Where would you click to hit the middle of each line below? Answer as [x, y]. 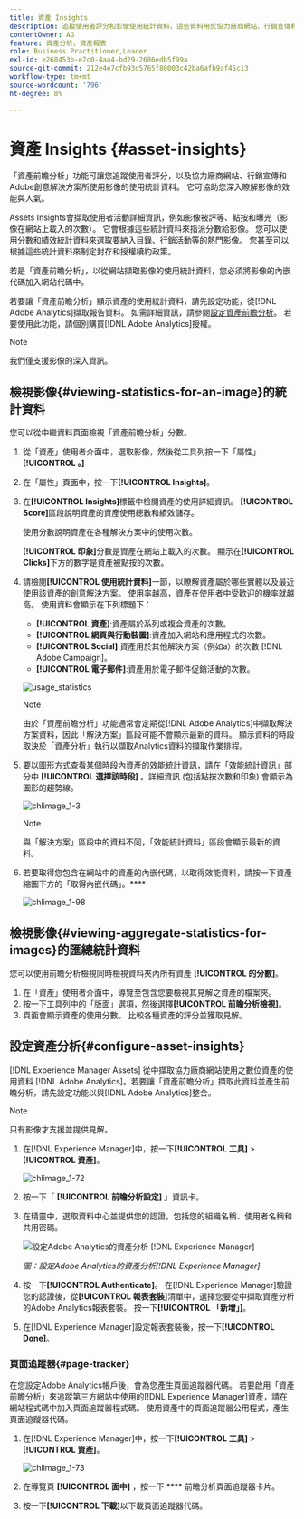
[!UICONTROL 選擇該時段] [89, 777]
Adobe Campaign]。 [74, 658]
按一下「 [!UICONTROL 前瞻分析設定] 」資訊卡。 [113, 1197]
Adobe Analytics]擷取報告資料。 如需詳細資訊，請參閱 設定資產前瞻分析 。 [146, 312]
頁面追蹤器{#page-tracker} [70, 1363]
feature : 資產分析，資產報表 [58, 43]
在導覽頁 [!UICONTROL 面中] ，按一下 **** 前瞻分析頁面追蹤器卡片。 [151, 1486]
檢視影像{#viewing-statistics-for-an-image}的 [142, 392]
